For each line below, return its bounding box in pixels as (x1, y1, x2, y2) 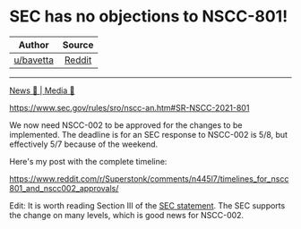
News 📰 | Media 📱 (9, 85, 75, 96)
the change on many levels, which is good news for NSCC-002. (9, 209, 245, 220)
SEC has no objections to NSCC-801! (9, 6, 288, 27)
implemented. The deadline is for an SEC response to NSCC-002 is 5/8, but (9, 129, 288, 140)
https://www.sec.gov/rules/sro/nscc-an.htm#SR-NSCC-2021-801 (9, 102, 250, 113)
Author (18, 38, 49, 51)
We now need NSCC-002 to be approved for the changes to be (9, 119, 243, 131)
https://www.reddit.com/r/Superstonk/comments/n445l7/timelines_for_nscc (9, 173, 289, 184)
